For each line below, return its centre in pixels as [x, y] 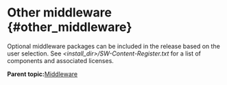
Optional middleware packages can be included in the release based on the [114, 46]
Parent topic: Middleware [42, 74]
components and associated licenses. [61, 60]
